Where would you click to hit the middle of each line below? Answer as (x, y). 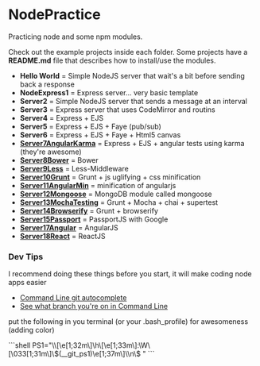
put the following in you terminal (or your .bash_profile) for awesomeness (128, 322)
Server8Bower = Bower (59, 160)
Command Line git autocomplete (73, 298)
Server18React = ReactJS (62, 236)
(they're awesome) (50, 152)
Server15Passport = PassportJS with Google (94, 219)
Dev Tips (26, 256)
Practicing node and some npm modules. (76, 37)
